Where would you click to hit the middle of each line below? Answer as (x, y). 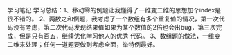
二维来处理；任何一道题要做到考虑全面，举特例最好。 (83, 44)
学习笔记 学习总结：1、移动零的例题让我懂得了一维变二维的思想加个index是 (114, 10)
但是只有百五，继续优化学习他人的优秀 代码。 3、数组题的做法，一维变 (120, 36)
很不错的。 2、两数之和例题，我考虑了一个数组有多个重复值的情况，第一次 (113, 19)
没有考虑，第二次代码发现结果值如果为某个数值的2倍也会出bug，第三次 (114, 27)
